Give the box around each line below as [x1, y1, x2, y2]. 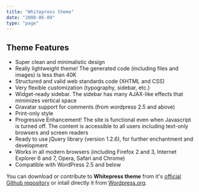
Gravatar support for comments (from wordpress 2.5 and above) [14, 103, 175, 110]
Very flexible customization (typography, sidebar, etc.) [14, 84, 150, 91]
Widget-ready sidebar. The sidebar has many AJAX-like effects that [14, 91, 183, 98]
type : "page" [6, 20, 39, 26]
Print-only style [14, 110, 54, 117]
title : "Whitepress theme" [6, 8, 74, 15]
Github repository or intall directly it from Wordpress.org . [6, 179, 147, 187]
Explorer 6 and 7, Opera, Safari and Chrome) [14, 155, 125, 162]
